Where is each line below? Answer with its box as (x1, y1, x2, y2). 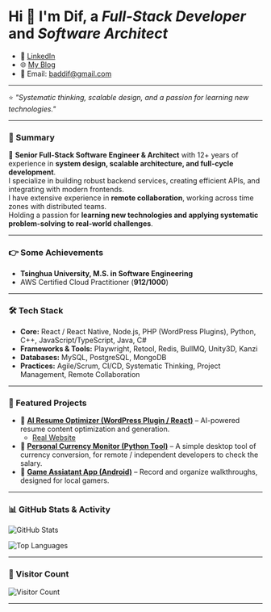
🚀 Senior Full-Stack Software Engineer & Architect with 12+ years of (8, 150, 239, 160)
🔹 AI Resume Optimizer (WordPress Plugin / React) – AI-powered (19, 416, 240, 425)
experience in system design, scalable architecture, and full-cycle (8, 159, 234, 169)
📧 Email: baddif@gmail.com (19, 69, 112, 78)
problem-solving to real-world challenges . (8, 219, 153, 228)
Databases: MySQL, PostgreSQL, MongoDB (19, 352, 167, 362)
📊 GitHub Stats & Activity (8, 504, 111, 515)
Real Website (31, 433, 77, 442)
